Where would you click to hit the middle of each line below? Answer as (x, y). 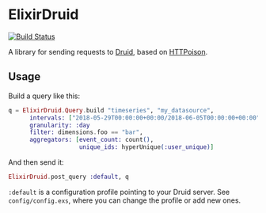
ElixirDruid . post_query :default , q (68, 177)
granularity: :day (59, 125)
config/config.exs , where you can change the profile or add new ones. (125, 200)
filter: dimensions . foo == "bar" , (86, 132)
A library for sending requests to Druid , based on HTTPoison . (108, 51)
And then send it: (36, 162)
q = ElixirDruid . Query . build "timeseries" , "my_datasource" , (111, 110)
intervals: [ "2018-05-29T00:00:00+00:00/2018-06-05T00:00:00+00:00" (144, 118)
